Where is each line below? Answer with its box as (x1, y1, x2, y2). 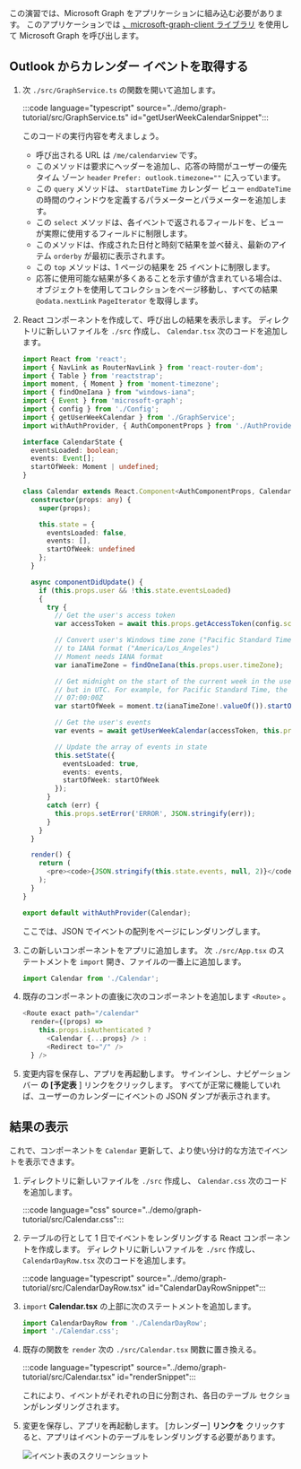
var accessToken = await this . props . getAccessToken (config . (55, 620, 284, 629)
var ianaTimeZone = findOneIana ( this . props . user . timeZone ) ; (55, 660, 284, 670)
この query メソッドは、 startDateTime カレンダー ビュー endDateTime (35, 183, 291, 194)
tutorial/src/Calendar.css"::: (21, 1213, 125, 1224)
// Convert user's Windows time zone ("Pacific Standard (55, 636, 271, 645)
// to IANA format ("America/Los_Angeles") (55, 644, 219, 653)
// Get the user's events (55, 718, 151, 727)
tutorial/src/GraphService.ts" (21, 111, 129, 123)
